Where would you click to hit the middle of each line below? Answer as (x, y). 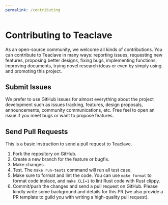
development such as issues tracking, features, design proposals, (74, 105)
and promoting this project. (34, 71)
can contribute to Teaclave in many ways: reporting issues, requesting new (84, 55)
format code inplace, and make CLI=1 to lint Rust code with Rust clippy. (86, 181)
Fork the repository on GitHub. (45, 154)
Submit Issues (29, 87)
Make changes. (29, 165)
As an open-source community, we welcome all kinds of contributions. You (84, 49)
